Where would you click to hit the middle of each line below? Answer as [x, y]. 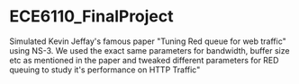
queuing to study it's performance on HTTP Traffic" [105, 70]
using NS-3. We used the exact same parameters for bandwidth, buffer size [149, 50]
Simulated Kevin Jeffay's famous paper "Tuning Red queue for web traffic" [148, 41]
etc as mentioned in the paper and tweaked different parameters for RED [144, 60]
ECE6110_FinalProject [91, 17]
